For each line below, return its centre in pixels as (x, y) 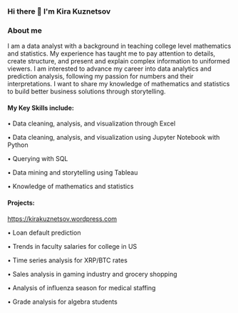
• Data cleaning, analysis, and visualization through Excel (92, 123)
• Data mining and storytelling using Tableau (73, 173)
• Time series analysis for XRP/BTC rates (68, 260)
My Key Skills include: (41, 108)
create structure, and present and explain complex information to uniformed (119, 61)
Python (18, 145)
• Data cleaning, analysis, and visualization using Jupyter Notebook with (114, 138)
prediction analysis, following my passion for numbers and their (100, 76)
